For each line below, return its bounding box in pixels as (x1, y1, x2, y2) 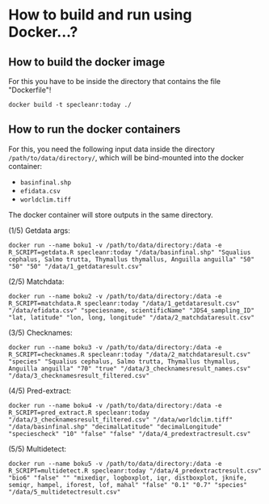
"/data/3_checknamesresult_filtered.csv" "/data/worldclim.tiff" (8, 415, 233, 424)
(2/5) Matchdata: (8, 277, 65, 286)
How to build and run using (8, 6, 192, 24)
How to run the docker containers (8, 123, 181, 137)
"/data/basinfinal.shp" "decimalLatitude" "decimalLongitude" (8, 422, 222, 430)
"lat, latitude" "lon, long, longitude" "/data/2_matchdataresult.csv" (8, 313, 254, 321)
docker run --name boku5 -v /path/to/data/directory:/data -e (8, 460, 222, 468)
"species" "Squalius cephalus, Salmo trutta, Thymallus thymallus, (8, 358, 241, 366)
